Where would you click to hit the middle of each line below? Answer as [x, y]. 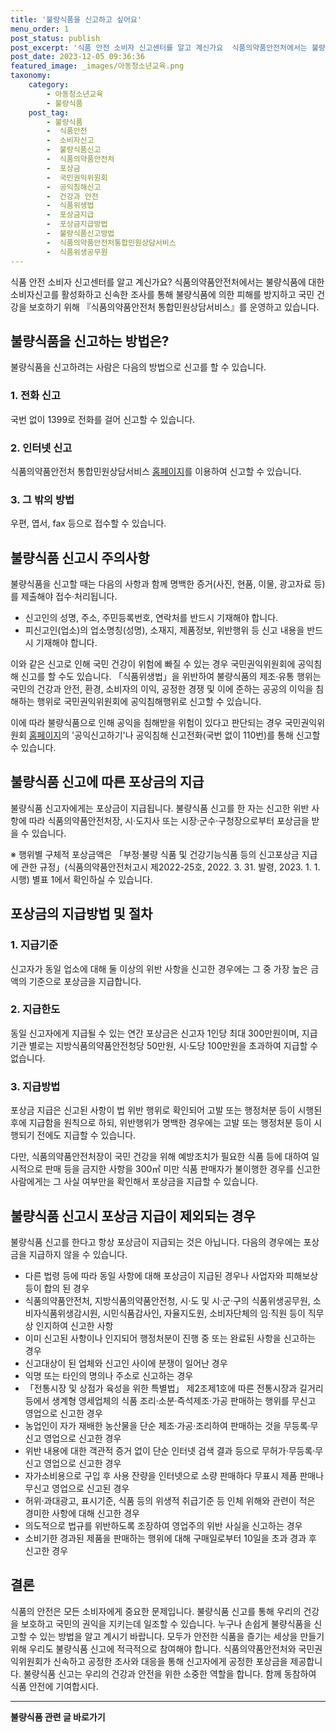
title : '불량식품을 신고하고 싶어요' [76, 19]
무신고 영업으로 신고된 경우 [77, 1488]
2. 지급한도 [35, 1009]
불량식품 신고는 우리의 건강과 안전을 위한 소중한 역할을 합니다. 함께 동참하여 [170, 1673]
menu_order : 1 [40, 29]
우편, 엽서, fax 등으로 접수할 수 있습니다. [88, 523]
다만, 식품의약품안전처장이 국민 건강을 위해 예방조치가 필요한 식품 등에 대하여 [160, 1157]
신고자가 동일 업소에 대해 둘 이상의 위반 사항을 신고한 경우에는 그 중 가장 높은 [159, 968]
